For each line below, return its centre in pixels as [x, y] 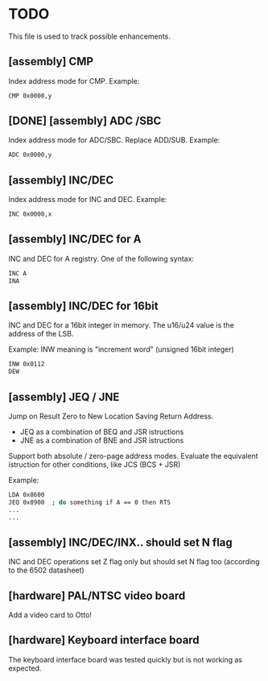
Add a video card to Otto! [50, 615]
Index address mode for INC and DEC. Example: [88, 200]
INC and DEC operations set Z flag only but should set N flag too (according [134, 562]
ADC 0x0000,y [30, 155]
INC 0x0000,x [30, 214]
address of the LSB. [41, 334]
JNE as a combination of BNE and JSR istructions [102, 440]
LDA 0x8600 [27, 495]
